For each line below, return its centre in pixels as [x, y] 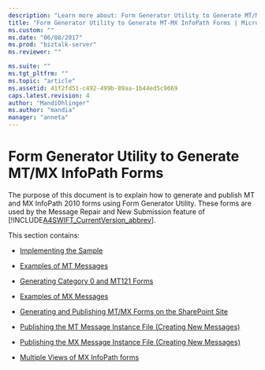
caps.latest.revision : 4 [49, 95]
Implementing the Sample [61, 250]
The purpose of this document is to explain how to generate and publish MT [131, 194]
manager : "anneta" [38, 118]
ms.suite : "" [30, 67]
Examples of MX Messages [64, 296]
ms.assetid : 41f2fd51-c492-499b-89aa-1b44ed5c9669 [93, 88]
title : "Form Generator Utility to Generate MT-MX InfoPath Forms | [123, 23]
